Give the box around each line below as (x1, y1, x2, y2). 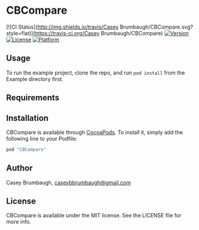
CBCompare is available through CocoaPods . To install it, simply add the (6, 129, 183, 136)
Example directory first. (6, 75, 64, 82)
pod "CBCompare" (6, 147, 46, 153)
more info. (6, 218, 31, 225)
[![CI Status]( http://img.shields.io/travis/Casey (6, 23, 119, 30)
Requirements (6, 93, 59, 103)
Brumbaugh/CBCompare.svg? (119, 23, 193, 30)
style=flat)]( (6, 29, 36, 36)
